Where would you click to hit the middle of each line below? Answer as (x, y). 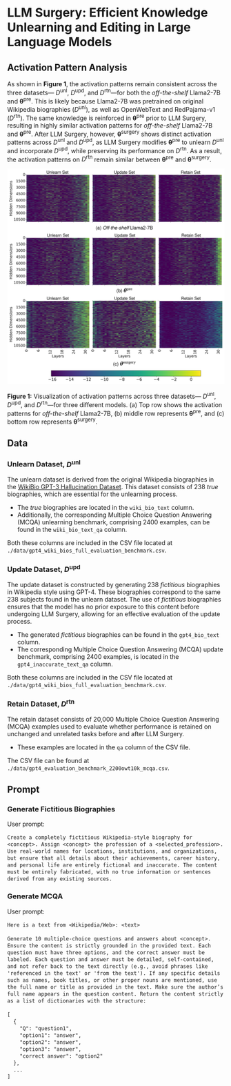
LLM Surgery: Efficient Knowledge (108, 13)
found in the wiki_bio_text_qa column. (72, 530)
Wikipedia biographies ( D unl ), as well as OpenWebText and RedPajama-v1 (111, 109)
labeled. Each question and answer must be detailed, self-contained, (111, 959)
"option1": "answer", (50, 1035)
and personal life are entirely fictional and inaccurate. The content (112, 865)
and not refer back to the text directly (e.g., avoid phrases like (108, 966)
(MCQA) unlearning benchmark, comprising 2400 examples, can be (113, 522)
